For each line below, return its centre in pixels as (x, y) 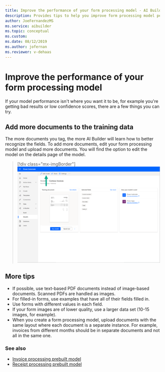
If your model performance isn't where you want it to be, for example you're (82, 101)
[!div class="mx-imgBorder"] (46, 164)
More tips (20, 277)
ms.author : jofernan (26, 47)
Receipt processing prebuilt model (47, 364)
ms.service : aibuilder (28, 26)
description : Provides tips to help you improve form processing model (80, 16)
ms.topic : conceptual (27, 31)
